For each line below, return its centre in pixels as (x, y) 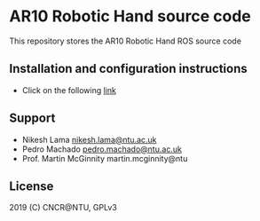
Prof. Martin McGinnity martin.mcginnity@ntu (105, 158)
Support (32, 118)
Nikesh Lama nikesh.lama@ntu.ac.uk (89, 139)
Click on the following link (69, 90)
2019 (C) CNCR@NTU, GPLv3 (63, 208)
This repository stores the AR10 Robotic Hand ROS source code (126, 41)
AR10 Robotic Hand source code (130, 16)
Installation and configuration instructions (129, 69)
